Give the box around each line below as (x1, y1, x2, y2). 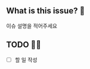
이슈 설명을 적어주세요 (6, 22, 58, 29)
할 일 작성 (14, 56, 38, 63)
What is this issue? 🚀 (6, 6, 85, 16)
